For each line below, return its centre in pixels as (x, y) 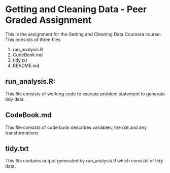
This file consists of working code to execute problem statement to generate (85, 94)
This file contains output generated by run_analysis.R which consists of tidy (84, 161)
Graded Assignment (48, 20)
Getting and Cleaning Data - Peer (76, 9)
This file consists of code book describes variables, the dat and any (76, 127)
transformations (22, 132)
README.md (26, 65)
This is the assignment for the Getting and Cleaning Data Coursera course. (83, 34)
